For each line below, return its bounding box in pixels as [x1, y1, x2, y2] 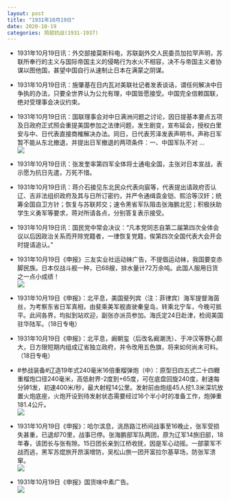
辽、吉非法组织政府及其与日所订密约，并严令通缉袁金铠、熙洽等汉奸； [16, 192, 216, 200]
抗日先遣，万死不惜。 [35, 169, 96, 177]
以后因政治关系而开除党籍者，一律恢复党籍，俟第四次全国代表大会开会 [23, 232, 222, 241]
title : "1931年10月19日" [7, 17, 76, 23]
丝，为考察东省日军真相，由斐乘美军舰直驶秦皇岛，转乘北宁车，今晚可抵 [16, 303, 222, 311]
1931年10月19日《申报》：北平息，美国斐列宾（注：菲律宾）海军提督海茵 [16, 294, 220, 303]
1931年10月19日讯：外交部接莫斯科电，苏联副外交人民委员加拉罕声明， [16, 49, 217, 57]
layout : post [7, 10, 45, 17]
